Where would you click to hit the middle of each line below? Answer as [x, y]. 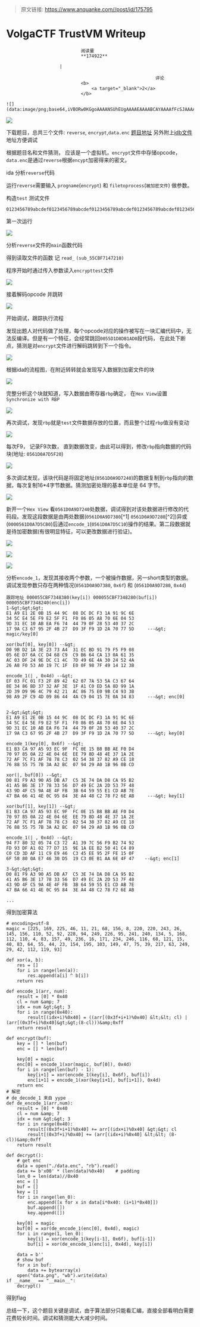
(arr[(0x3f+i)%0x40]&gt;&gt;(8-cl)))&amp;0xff [65, 1023]
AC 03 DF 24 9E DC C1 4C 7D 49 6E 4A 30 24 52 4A [70, 660]
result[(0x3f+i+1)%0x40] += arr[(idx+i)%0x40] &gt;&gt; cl [102, 1129]
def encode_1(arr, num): [37, 991]
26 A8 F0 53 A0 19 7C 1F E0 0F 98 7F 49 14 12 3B [70, 665]
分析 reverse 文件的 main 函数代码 [44, 245]
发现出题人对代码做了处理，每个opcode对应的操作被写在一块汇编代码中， [96, 331]
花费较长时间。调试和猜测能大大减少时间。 [58, 1317]
